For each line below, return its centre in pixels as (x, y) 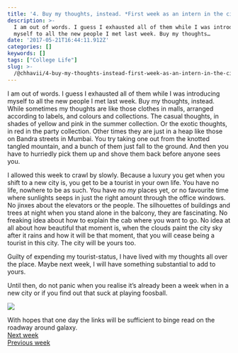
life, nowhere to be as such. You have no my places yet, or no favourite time (118, 190)
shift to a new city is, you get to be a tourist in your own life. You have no (113, 182)
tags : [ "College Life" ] (42, 60)
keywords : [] (27, 54)
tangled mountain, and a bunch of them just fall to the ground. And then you (118, 146)
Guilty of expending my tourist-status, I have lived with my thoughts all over (118, 257)
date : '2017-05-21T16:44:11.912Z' (58, 40)
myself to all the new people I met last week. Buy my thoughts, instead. (111, 101)
